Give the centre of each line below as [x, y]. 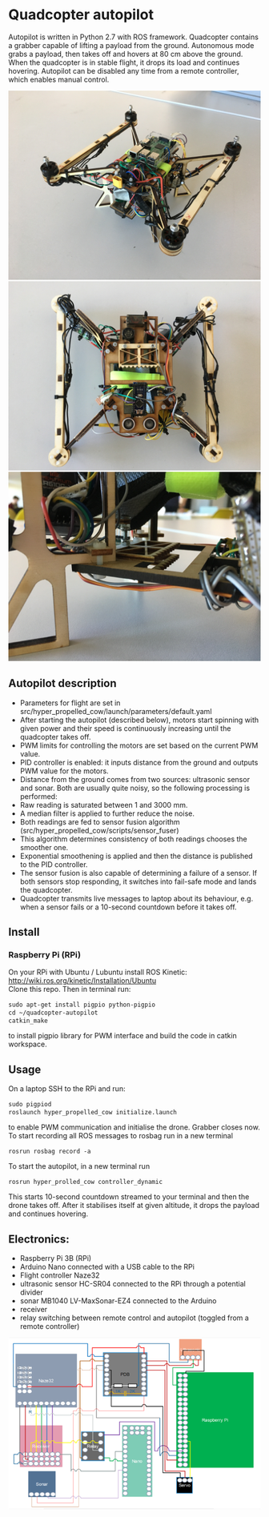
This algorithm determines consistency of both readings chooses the [133, 839]
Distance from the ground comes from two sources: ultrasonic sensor [135, 779]
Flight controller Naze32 [60, 1275]
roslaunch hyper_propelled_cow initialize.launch [93, 1113]
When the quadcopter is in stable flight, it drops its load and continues [124, 62]
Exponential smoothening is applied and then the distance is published [137, 856]
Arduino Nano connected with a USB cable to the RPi [107, 1267]
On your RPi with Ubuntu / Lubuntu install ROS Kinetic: [98, 972]
